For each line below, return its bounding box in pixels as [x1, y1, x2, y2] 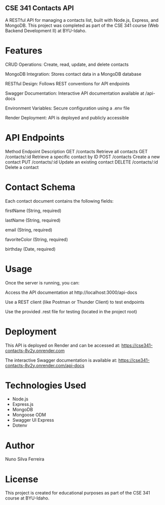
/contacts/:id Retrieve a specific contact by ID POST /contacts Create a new [5, 154, 160, 160]
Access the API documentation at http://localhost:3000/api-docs [5, 289, 137, 295]
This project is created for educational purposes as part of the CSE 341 [5, 490, 150, 496]
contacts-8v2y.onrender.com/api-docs [5, 362, 85, 368]
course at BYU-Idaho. [5, 495, 50, 501]
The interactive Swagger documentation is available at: [5, 357, 117, 363]
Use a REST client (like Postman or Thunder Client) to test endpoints [5, 299, 145, 305]
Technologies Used [5, 380, 87, 391]
